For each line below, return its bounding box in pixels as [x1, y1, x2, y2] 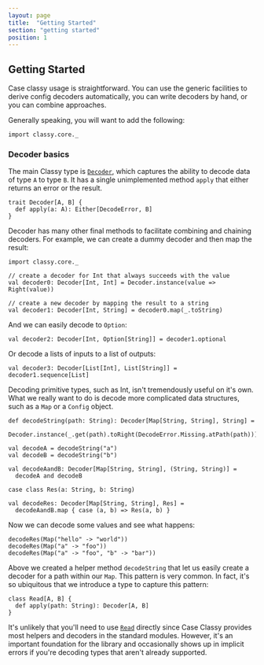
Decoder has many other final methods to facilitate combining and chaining [8, 226, 251, 236]
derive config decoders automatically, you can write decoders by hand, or [8, 92, 247, 102]
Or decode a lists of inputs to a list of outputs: [8, 349, 156, 359]
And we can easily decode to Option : [8, 320, 127, 330]
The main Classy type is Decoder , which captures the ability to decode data [8, 167, 251, 176]
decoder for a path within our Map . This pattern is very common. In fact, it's [8, 571, 250, 581]
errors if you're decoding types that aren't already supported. [8, 648, 207, 657]
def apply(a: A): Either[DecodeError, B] [15, 205, 153, 213]
